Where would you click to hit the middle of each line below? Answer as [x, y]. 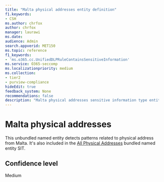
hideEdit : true [20, 87]
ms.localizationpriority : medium [39, 69]
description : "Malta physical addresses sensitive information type [76, 101]
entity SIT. [15, 148]
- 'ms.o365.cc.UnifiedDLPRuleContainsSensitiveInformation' [68, 60]
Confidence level [31, 164]
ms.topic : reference [26, 50]
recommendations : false [29, 96]
